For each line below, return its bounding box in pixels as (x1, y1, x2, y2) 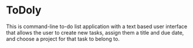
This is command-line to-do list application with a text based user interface (6, 23, 188, 30)
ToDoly (6, 4, 42, 17)
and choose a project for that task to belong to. (6, 35, 120, 42)
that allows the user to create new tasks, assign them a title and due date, (6, 29, 184, 36)
